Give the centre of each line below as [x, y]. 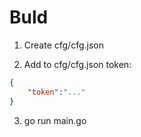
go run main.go [55, 120]
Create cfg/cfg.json [63, 45]
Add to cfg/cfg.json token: [77, 64]
